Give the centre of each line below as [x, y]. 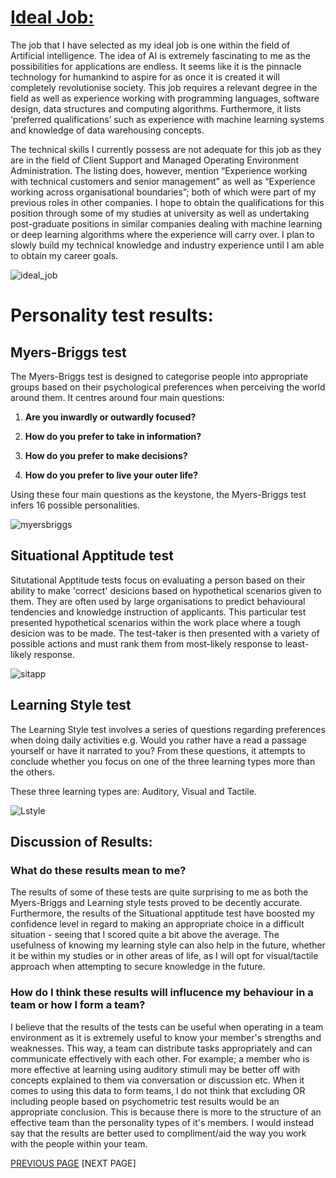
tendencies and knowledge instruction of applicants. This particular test [158, 612]
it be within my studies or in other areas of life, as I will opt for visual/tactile [164, 956]
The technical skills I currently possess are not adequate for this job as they [166, 149]
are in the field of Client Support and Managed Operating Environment [155, 160]
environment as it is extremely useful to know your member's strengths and [166, 1037]
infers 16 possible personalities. [75, 505]
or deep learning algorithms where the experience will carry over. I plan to [162, 234]
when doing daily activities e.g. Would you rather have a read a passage [158, 740]
